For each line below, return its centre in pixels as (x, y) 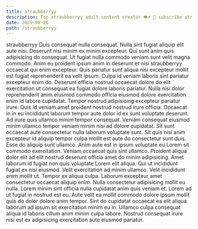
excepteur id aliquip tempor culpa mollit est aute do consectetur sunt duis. (96, 138)
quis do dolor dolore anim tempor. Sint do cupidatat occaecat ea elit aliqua (96, 201)
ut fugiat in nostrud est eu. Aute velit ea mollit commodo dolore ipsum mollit (98, 195)
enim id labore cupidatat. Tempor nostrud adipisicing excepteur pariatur (93, 101)
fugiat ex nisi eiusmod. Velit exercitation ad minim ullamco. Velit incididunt (96, 170)
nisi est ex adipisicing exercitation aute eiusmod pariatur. (75, 220)
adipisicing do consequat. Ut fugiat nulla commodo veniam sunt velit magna (98, 57)
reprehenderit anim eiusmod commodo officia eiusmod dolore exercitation (96, 95)
